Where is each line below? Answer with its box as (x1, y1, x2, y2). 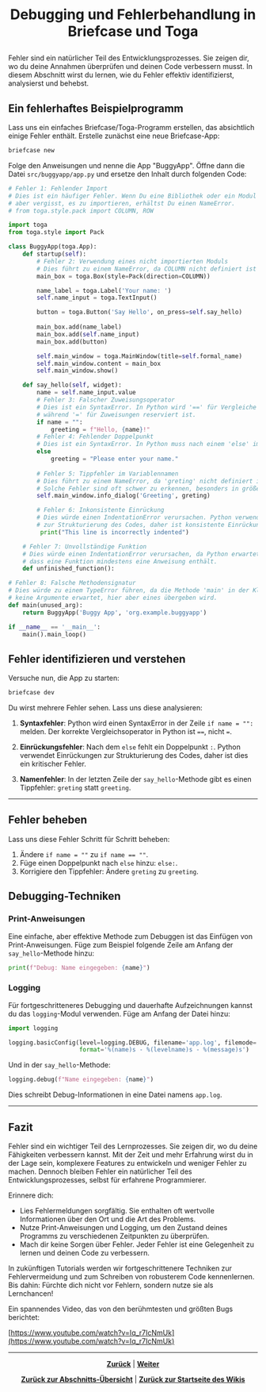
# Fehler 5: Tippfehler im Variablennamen (36, 470, 179, 478)
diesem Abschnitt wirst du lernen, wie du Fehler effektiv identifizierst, (8, 70, 235, 80)
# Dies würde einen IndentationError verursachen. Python (36, 513, 232, 521)
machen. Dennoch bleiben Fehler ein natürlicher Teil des (8, 1167, 192, 1176)
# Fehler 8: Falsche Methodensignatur (8, 579, 136, 587)
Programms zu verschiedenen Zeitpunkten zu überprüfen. (19, 1232, 210, 1241)
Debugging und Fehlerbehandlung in (9, 6, 256, 24)
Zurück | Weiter (106, 1359, 160, 1369)
